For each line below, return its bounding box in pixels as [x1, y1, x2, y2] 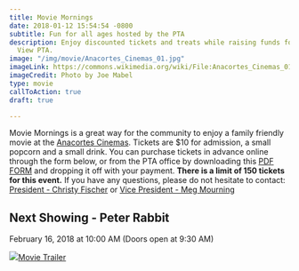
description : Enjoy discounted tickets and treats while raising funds [9, 37, 280, 47]
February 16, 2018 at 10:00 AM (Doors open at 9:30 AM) [9, 234, 214, 244]
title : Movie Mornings [9, 12, 93, 22]
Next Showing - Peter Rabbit [9, 210, 170, 225]
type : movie [9, 79, 53, 88]
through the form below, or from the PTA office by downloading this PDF [9, 156, 274, 167]
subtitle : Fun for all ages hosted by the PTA [9, 29, 185, 38]
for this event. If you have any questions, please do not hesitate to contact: [9, 175, 287, 186]
